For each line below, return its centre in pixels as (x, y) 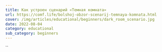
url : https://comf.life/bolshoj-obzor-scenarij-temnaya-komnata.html (81, 15)
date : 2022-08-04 (24, 24)
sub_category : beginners (32, 33)
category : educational (29, 29)
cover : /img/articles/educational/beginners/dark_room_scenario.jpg (80, 19)
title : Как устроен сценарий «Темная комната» (56, 10)
